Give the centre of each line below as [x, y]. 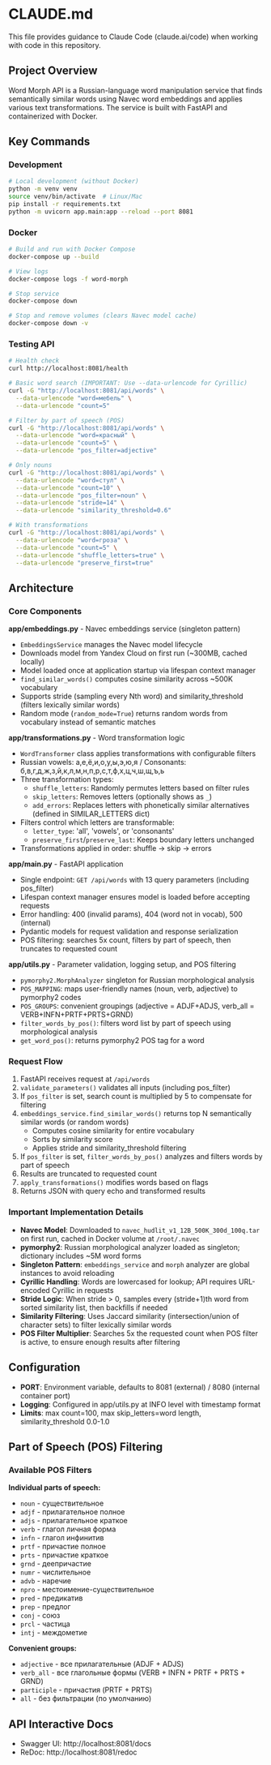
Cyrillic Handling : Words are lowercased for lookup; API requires [128, 1282]
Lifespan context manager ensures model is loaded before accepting [135, 897]
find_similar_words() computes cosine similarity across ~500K [126, 679]
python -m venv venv [43, 189]
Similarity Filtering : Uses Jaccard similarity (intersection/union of [130, 1316]
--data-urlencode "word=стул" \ [70, 480]
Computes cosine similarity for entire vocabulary [113, 1131]
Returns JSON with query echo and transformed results [113, 1191]
